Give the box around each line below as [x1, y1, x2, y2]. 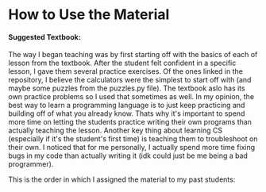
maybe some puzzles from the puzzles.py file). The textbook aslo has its [8, 83, 245, 93]
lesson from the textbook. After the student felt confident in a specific [8, 58, 237, 68]
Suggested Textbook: [8, 32, 81, 41]
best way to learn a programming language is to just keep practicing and [8, 101, 245, 110]
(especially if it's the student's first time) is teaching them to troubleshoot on [8, 134, 258, 144]
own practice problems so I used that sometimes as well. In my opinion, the [8, 92, 255, 102]
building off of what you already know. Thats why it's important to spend [8, 109, 245, 118]
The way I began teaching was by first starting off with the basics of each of [8, 50, 258, 60]
